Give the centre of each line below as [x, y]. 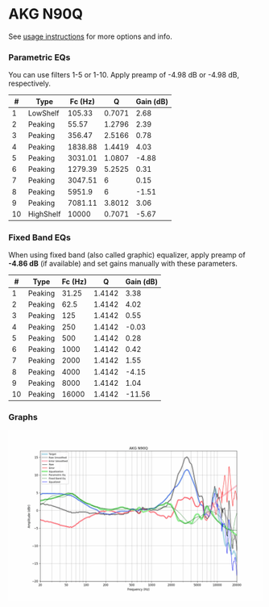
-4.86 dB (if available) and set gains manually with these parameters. [123, 264]
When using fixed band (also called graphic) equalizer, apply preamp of [127, 255]
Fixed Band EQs [39, 237]
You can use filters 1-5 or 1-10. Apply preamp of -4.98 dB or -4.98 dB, [124, 75]
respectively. [29, 84]
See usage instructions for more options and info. [91, 36]
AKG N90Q [46, 14]
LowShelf [43, 113]
